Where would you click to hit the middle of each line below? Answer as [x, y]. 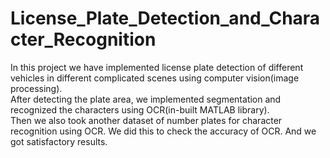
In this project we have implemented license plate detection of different [157, 67]
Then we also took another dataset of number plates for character [146, 120]
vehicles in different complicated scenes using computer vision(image [155, 78]
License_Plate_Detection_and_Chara [165, 18]
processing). [36, 88]
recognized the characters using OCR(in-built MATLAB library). [140, 109]
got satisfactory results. [59, 141]
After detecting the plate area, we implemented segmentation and [146, 99]
